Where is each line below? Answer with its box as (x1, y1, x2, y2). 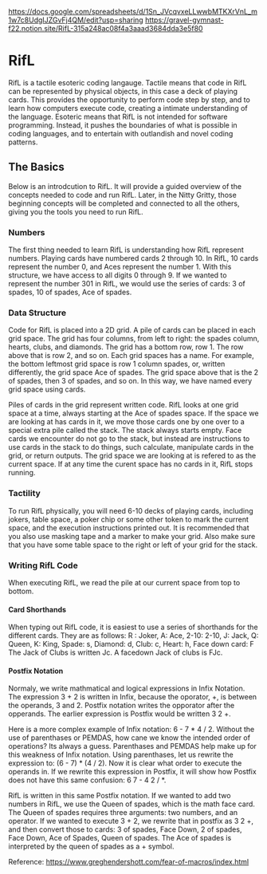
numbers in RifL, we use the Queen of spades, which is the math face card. (8, 799, 255, 809)
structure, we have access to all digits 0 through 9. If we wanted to (8, 270, 227, 280)
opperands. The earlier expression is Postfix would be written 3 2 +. (8, 709, 231, 718)
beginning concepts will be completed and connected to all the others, (8, 199, 241, 208)
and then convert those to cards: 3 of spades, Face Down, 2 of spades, (8, 825, 242, 834)
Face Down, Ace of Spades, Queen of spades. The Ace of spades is (8, 833, 232, 843)
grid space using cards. (8, 384, 86, 394)
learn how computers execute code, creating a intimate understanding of (8, 103, 249, 112)
